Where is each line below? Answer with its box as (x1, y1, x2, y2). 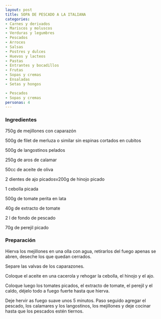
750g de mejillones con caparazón (5, 128, 76, 134)
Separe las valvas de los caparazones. (5, 263, 84, 269)
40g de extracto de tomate (5, 205, 60, 211)
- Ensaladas (5, 77, 30, 82)
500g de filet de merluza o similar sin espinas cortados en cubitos (5, 137, 141, 143)
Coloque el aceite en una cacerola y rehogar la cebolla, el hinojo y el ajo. (5, 273, 155, 279)
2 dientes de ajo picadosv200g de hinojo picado (5, 176, 105, 182)
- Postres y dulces (5, 49, 46, 54)
